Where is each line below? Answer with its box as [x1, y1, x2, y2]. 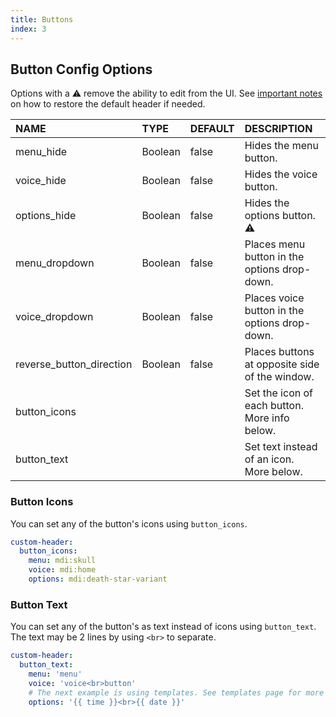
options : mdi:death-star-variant [28, 574, 168, 585]
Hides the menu [244, 139, 319, 153]
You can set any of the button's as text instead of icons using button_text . [10, 621, 317, 633]
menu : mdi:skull [28, 556, 97, 566]
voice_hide [15, 174, 67, 188]
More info [244, 411, 290, 425]
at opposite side [244, 357, 320, 371]
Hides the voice [244, 167, 318, 181]
